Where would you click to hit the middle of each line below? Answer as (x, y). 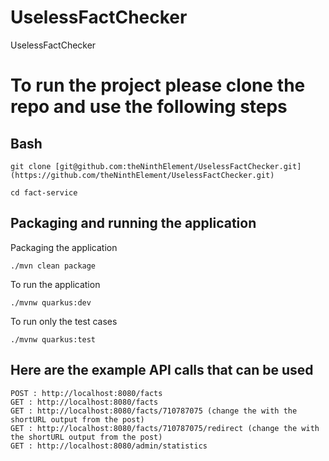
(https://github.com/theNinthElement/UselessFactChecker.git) (142, 175)
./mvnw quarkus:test (53, 339)
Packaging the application (64, 247)
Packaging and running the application (133, 223)
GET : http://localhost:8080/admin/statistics (109, 446)
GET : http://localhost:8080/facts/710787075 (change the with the (154, 411)
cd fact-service (44, 192)
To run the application (55, 284)
